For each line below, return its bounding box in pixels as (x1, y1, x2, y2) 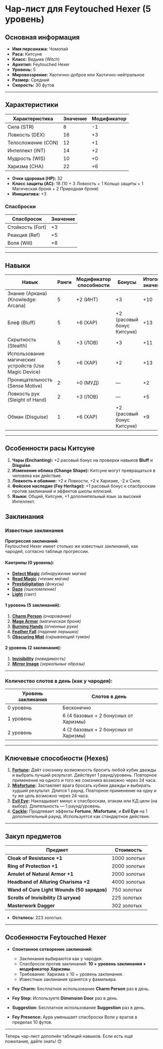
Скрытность (7, 336, 36, 343)
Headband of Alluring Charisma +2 (7, 878, 90, 885)
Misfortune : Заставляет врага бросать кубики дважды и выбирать (12, 782, 151, 788)
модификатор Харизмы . (19, 966, 72, 972)
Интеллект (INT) (7, 147, 46, 154)
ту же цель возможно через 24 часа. (12, 793, 89, 799)
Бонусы (117, 279, 137, 285)
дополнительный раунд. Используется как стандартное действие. (12, 814, 150, 819)
